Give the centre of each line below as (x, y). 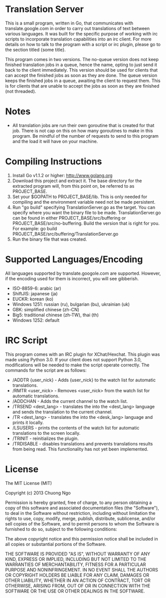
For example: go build (35, 228)
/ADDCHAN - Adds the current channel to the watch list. (70, 401)
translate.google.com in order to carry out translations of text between (78, 28)
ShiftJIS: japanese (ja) (35, 293)
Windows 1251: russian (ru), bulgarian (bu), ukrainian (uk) (71, 304)
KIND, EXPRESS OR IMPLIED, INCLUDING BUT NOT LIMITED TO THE (76, 559)
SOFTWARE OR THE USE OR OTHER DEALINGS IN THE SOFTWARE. (75, 591)
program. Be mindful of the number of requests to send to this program (85, 136)
